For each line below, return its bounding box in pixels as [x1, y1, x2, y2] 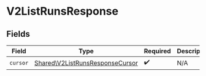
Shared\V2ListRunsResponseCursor [34, 58, 139, 67]
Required [143, 47, 172, 55]
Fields [6, 29, 31, 39]
